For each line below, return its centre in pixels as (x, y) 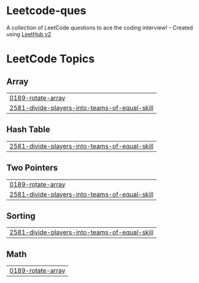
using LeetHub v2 (29, 34)
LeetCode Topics (51, 59)
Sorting (21, 216)
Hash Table (28, 130)
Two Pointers (32, 168)
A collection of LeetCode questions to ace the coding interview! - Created (100, 28)
